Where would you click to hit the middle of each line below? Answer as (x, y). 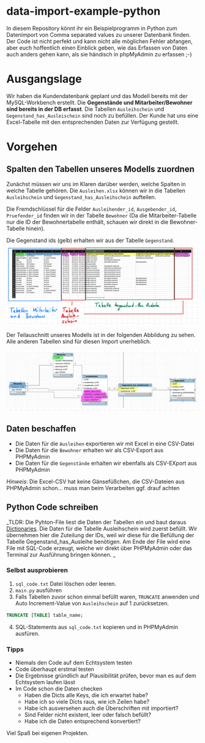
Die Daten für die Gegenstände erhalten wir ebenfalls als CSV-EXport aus (106, 463)
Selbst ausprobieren (37, 570)
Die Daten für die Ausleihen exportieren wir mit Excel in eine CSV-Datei (105, 443)
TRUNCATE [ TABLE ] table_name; (45, 615)
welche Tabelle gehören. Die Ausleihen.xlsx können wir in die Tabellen (96, 190)
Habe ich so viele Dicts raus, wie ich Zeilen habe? (87, 702)
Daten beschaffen (41, 429)
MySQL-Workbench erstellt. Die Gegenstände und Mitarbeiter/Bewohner (99, 102)
